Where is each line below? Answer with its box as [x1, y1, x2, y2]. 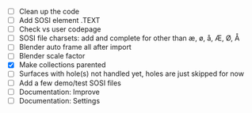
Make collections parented [18, 60, 106, 70]
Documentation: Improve [18, 87, 100, 96]
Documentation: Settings [18, 96, 101, 105]
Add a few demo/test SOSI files [18, 78, 122, 88]
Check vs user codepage [18, 24, 101, 34]
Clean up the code [18, 7, 80, 16]
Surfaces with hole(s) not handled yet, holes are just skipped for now [18, 69, 245, 78]
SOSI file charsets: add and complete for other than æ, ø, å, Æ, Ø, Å [18, 33, 240, 43]
